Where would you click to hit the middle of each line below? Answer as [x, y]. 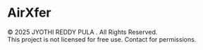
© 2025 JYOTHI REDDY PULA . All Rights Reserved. [82, 32]
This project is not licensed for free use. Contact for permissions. [102, 39]
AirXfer [29, 13]
